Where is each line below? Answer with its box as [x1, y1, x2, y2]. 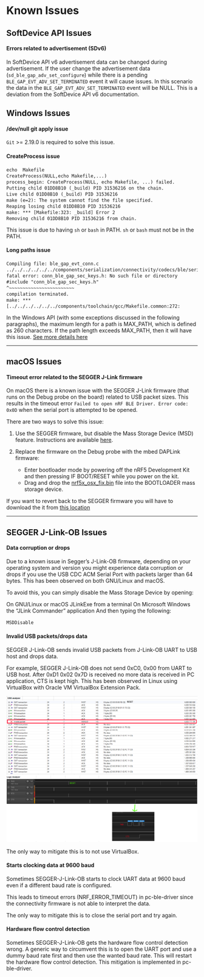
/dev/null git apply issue [6, 125, 69, 132]
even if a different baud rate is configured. [6, 882, 112, 889]
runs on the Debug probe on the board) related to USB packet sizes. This [6, 393, 189, 401]
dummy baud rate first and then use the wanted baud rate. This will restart [6, 951, 192, 959]
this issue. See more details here [6, 333, 88, 340]
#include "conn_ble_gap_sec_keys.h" [6, 279, 99, 285]
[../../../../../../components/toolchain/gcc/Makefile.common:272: [6, 303, 181, 309]
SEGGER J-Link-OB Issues [6, 527, 107, 538]
